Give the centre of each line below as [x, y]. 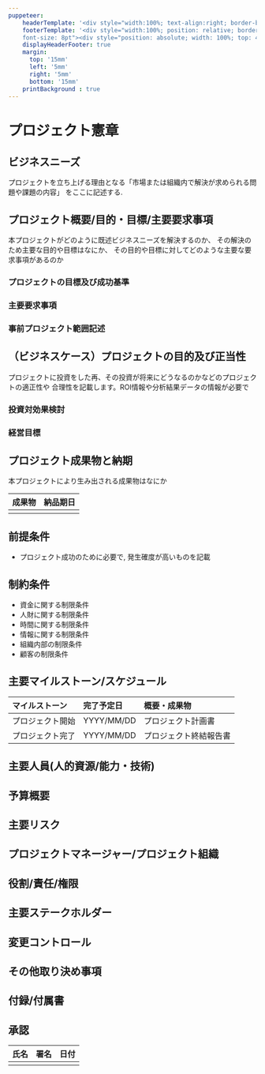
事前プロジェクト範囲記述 [57, 329]
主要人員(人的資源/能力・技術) [82, 766]
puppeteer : [26, 15]
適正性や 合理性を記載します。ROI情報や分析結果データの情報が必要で [136, 387]
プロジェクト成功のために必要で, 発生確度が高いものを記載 [115, 557]
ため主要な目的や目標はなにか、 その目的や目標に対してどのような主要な [127, 250]
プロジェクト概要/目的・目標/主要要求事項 [111, 219]
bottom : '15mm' [54, 81]
